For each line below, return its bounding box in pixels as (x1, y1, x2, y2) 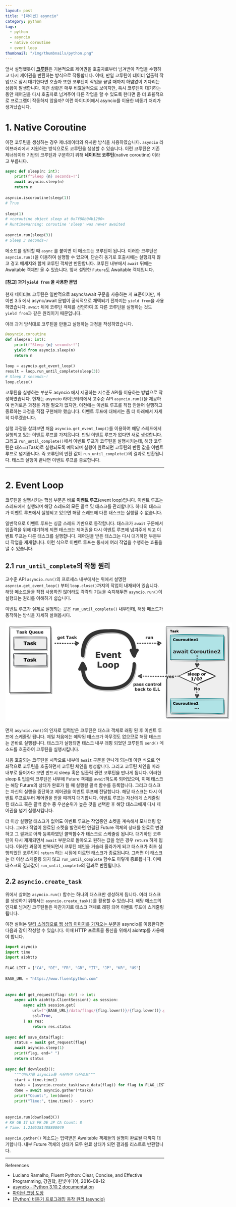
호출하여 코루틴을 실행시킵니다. (18, 746, 80, 752)
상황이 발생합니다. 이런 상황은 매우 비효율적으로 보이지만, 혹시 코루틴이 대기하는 (5, 85, 161, 91)
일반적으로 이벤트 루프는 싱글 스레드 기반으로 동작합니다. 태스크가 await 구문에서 (5, 520, 163, 526)
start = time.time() (14, 1077, 57, 1082)
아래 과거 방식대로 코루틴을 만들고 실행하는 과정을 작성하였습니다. (5, 321, 134, 327)
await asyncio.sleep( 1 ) (14, 1045, 65, 1051)
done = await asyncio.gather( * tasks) (14, 1088, 94, 1093)
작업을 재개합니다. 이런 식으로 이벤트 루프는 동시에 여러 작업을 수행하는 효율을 (10, 539, 163, 545)
